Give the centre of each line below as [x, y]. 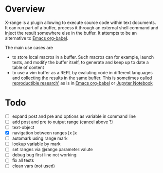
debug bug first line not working [44, 155]
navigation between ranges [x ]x [45, 133]
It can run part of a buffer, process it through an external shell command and [82, 27]
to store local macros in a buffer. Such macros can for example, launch [83, 57]
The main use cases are [29, 47]
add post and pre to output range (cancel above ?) [63, 122]
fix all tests [23, 160]
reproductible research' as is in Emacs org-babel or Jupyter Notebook [82, 83]
